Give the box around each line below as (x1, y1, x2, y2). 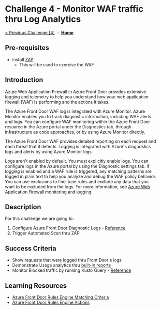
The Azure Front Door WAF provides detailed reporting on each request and (5, 138, 156, 144)
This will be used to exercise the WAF (19, 62, 94, 67)
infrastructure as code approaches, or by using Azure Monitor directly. (5, 129, 146, 135)
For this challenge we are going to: (5, 216, 74, 221)
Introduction (5, 76, 44, 84)
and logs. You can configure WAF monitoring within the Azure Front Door (5, 119, 150, 124)
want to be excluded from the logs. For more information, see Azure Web (5, 184, 150, 189)
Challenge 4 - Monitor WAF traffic (5, 3, 144, 15)
